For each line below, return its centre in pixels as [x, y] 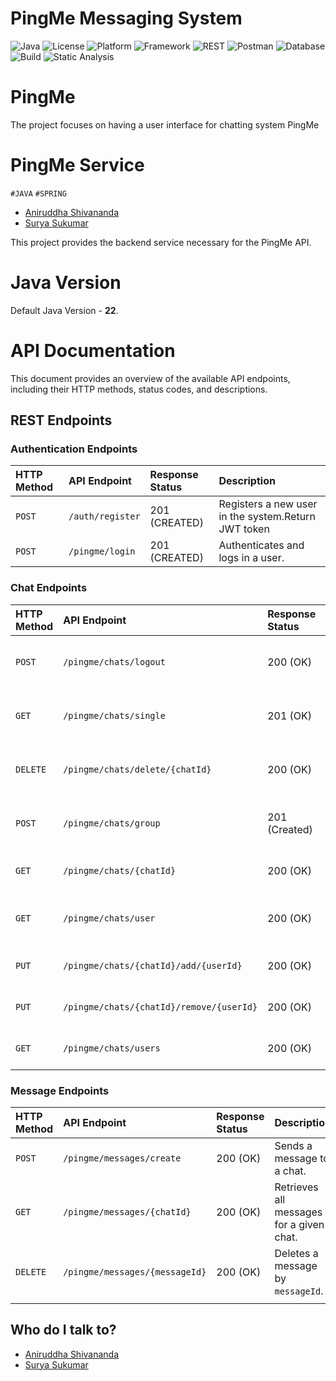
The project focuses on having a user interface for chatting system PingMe [165, 124]
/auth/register [104, 516]
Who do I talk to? [63, 1330]
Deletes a [296, 1253]
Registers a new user [268, 504]
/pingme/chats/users [112, 1048]
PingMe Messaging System [126, 18]
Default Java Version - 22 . [64, 310]
